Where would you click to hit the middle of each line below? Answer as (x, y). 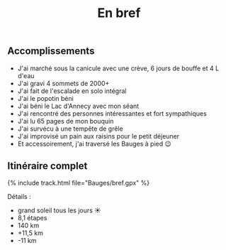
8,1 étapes (32, 218)
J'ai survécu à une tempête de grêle (70, 129)
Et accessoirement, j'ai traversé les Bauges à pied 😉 (94, 143)
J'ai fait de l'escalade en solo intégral (72, 91)
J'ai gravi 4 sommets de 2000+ (63, 83)
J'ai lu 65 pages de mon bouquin (66, 121)
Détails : (19, 197)
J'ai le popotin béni (46, 98)
